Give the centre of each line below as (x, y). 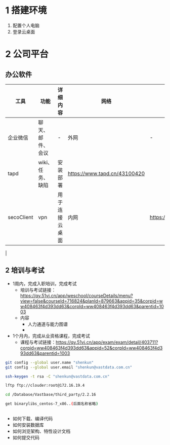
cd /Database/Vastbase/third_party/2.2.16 (51, 395)
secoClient (20, 217)
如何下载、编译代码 (33, 418)
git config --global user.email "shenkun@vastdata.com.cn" (69, 367)
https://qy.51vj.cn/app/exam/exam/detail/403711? (107, 342)
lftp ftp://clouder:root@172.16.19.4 (45, 386)
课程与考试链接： (38, 342)
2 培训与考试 (25, 270)
